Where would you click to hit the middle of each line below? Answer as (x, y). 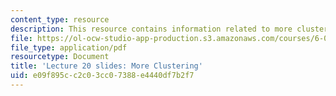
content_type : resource (60, 19)
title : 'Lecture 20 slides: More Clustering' (106, 66)
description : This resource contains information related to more (151, 29)
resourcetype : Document (60, 57)
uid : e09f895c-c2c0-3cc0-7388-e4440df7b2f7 (102, 76)
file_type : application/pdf (69, 47)
